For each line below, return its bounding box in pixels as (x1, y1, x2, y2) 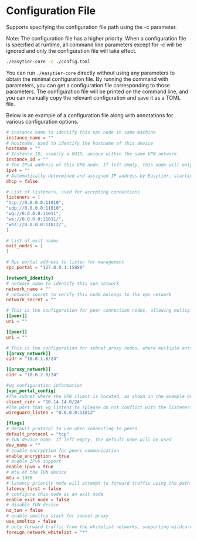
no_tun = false (6, 508, 43, 513)
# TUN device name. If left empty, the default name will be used (6, 437, 172, 443)
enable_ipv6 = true (6, 464, 54, 470)
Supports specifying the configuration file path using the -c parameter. (6, 23, 177, 30)
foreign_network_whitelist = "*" (6, 529, 88, 535)
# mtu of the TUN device (6, 469, 67, 475)
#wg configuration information (6, 383, 83, 389)
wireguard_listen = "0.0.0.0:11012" (6, 410, 96, 416)
